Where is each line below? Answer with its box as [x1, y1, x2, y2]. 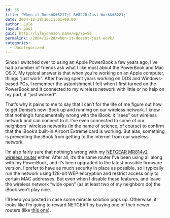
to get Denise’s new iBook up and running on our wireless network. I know [5, 106, 160, 113]
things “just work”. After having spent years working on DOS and [5, 75, 141, 81]
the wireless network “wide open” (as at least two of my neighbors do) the [5, 181, 161, 187]
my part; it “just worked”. [5, 91, 57, 97]
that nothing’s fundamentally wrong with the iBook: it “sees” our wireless [5, 112, 157, 118]
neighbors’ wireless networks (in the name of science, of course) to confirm [5, 123, 164, 129]
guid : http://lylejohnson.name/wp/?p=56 [5, 31, 92, 36]
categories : [5, 41, 30, 46]
